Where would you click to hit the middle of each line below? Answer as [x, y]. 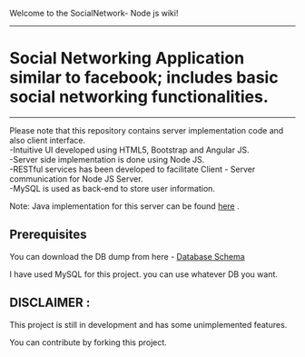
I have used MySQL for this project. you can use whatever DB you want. [144, 274]
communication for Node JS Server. [76, 178]
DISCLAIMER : [50, 303]
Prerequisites [48, 235]
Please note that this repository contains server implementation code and [147, 130]
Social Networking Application [127, 59]
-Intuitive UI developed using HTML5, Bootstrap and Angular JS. [129, 150]
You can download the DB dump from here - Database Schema [127, 256]
